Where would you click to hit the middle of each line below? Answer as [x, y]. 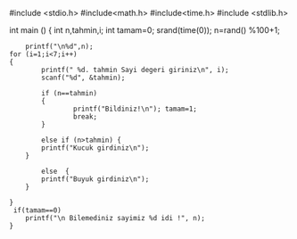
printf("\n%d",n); [59, 46]
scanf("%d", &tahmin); [83, 78]
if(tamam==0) [37, 210]
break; [85, 117]
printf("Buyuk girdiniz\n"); [95, 179]
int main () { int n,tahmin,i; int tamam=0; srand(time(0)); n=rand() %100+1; [145, 30]
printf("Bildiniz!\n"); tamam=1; [135, 109]
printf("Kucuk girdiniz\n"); [95, 148]
